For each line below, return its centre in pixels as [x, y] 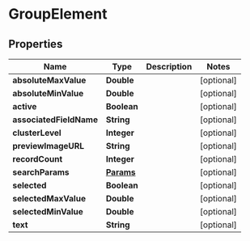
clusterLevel [37, 133]
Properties [36, 44]
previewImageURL [49, 146]
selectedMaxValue [49, 199]
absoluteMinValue [48, 93]
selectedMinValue [48, 211]
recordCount [38, 159]
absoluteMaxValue [49, 80]
